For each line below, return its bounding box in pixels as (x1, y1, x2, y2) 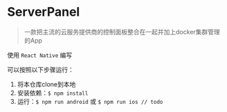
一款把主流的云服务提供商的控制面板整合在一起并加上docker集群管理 (24, 27, 220, 36)
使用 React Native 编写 (7, 51, 73, 59)
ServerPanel (7, 4, 80, 20)
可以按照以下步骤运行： (7, 65, 74, 74)
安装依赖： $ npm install (17, 89, 89, 97)
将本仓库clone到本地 (17, 80, 76, 88)
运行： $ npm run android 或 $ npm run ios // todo (17, 97, 163, 105)
